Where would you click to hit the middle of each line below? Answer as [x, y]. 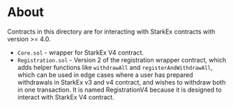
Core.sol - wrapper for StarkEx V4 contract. [81, 52]
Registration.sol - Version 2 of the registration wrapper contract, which [122, 59]
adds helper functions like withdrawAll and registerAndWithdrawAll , [115, 67]
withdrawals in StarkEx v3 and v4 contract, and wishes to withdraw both [121, 82]
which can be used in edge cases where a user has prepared [105, 75]
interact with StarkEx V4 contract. [66, 97]
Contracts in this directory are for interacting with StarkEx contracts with [111, 31]
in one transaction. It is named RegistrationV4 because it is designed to [119, 90]
